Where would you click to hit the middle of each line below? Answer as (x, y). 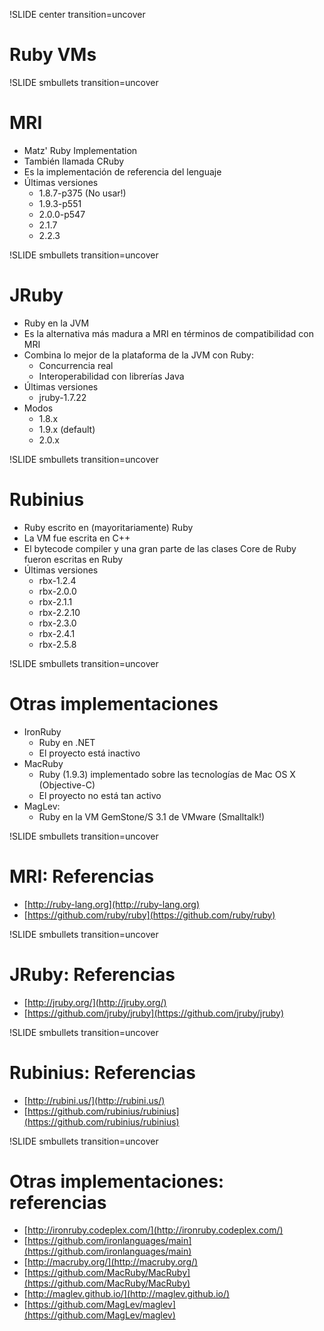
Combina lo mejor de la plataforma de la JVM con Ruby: (138, 355)
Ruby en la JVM (56, 323)
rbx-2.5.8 (57, 644)
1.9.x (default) (67, 429)
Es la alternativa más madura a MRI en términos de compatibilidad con (168, 333)
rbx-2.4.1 (57, 633)
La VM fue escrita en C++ (77, 538)
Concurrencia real (76, 365)
